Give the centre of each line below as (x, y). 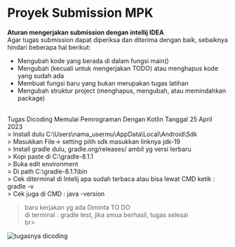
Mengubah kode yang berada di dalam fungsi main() (93, 60)
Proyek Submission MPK (80, 13)
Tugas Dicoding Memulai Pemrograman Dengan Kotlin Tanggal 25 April (110, 119)
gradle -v (21, 186)
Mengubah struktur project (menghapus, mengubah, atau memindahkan (122, 91)
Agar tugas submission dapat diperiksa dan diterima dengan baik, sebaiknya (117, 39)
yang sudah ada (41, 76)
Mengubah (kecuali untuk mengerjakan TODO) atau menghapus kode (118, 68)
